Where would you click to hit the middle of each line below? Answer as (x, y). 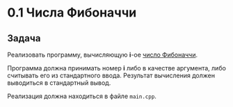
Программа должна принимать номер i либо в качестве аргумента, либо (116, 68)
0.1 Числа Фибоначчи (72, 13)
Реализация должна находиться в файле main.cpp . (82, 96)
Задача (24, 38)
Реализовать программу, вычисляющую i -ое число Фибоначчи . (103, 55)
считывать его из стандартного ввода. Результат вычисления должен (111, 75)
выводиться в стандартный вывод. (59, 83)
